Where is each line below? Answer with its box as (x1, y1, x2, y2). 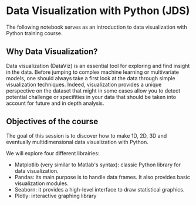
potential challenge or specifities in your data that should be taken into (6, 93, 177, 100)
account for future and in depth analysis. (6, 100, 104, 107)
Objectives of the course (6, 117, 99, 127)
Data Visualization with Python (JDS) (6, 4, 190, 18)
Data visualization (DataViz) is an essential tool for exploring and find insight (6, 62, 190, 69)
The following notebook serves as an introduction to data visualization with (6, 23, 187, 30)
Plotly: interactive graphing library (14, 192, 97, 199)
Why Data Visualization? (6, 47, 98, 57)
